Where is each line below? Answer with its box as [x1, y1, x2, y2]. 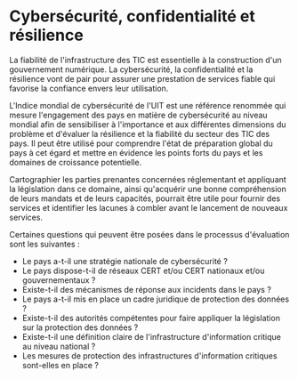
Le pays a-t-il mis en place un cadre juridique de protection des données [21, 294, 290, 304]
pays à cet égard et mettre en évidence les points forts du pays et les [9, 147, 263, 157]
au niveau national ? [21, 341, 96, 351]
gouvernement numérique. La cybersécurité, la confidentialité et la [9, 64, 254, 75]
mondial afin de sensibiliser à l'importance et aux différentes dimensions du [9, 118, 286, 130]
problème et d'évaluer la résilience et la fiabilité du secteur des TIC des [9, 128, 270, 139]
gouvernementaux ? [21, 274, 96, 286]
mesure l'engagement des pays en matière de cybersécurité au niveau [9, 109, 269, 120]
